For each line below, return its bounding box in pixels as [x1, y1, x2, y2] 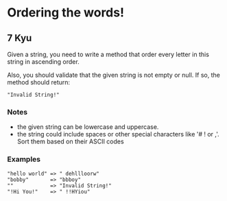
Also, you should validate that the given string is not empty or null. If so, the [7, 71, 221, 79]
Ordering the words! [7, 5, 125, 21]
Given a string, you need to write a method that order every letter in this [7, 50, 209, 58]
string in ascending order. [7, 58, 80, 66]
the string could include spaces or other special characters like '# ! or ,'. [16, 130, 219, 139]
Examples [7, 154, 41, 164]
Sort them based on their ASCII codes [16, 137, 125, 145]
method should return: [7, 78, 71, 86]
